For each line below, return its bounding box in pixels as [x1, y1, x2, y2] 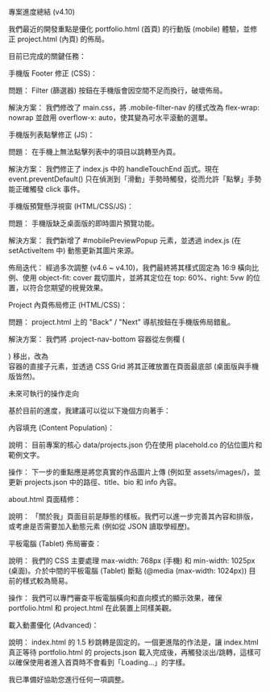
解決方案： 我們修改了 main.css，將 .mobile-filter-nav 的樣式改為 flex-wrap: [8, 103, 260, 112]
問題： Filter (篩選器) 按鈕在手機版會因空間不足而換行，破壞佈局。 [8, 85, 227, 95]
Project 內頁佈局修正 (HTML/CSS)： [8, 300, 127, 309]
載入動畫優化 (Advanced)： [8, 620, 99, 630]
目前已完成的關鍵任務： [8, 52, 86, 60]
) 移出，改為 [8, 351, 49, 361]
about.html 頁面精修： [8, 495, 82, 503]
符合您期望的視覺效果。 [29, 283, 107, 292]
